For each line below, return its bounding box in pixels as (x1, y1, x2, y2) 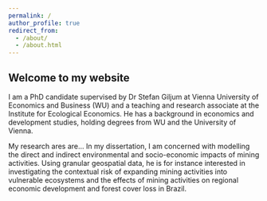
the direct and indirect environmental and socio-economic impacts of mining (8, 149, 260, 160)
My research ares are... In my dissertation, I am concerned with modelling (8, 141, 250, 151)
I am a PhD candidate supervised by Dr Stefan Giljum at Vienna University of (8, 92, 259, 101)
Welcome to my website (8, 71, 130, 85)
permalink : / (8, 11, 52, 20)
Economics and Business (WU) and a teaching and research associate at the (8, 100, 260, 110)
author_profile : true (8, 19, 80, 27)
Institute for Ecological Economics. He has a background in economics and (8, 108, 254, 118)
